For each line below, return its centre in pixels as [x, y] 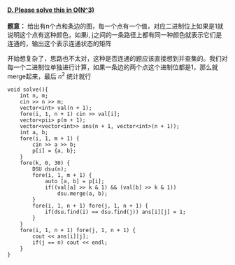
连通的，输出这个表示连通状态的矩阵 [59, 44]
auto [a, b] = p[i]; [74, 181]
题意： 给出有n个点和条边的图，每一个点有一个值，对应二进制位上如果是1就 [115, 26]
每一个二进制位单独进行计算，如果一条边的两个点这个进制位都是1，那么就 [113, 67]
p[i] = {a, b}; [55, 150]
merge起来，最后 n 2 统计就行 [49, 76]
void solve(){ [28, 89]
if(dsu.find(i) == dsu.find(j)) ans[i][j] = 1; [115, 212]
